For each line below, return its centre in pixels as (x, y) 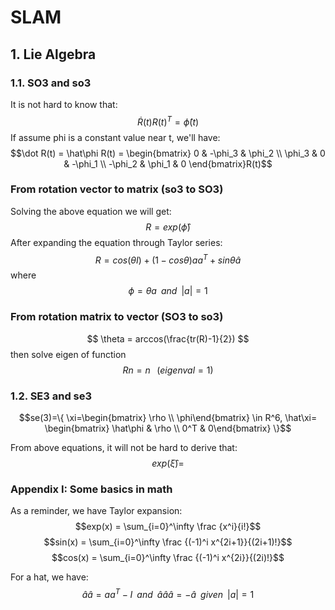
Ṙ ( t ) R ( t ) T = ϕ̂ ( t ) (168, 121)
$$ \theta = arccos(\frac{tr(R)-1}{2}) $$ (168, 338)
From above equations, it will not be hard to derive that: (124, 448)
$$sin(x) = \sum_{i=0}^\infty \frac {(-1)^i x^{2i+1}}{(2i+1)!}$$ (168, 542)
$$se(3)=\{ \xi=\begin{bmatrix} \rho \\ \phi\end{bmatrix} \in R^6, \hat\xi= (168, 418)
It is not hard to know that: (64, 104)
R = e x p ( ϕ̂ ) (168, 227)
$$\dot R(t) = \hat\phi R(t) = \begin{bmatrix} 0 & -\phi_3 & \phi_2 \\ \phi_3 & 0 (168, 153)
